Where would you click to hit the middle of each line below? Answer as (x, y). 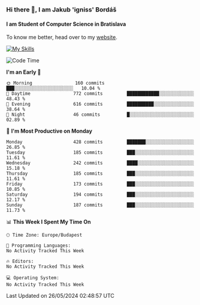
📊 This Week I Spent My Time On (49, 222)
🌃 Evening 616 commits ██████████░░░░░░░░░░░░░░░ (100, 104)
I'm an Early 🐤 (24, 72)
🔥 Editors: (20, 261)
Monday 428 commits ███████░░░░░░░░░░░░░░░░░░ (100, 142)
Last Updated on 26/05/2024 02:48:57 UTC (60, 296)
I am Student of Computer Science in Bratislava (66, 24)
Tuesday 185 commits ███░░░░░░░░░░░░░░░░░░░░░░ (100, 152)
